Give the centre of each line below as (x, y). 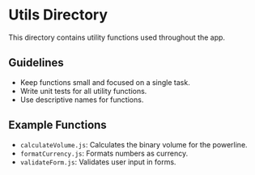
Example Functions (57, 125)
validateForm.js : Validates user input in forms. (98, 162)
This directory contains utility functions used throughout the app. (117, 37)
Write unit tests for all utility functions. (83, 91)
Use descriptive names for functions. (82, 100)
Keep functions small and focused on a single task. (105, 82)
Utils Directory (58, 15)
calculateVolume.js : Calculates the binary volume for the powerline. (134, 144)
